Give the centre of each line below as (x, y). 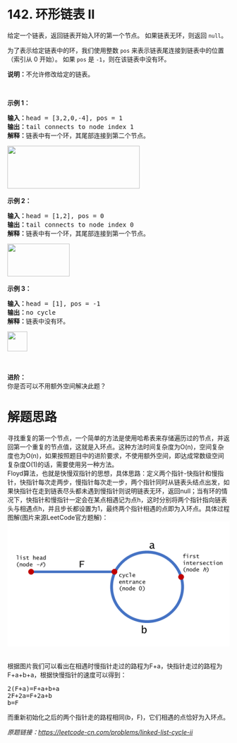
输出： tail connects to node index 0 (71, 224)
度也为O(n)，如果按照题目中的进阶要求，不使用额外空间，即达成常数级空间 (116, 455)
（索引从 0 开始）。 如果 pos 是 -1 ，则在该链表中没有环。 (89, 59)
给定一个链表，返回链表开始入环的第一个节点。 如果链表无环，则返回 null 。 (117, 35)
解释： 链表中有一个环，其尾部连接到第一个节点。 (78, 233)
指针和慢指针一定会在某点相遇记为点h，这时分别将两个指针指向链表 (129, 500)
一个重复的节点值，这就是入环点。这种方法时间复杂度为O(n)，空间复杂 (122, 447)
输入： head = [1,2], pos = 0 (56, 216)
